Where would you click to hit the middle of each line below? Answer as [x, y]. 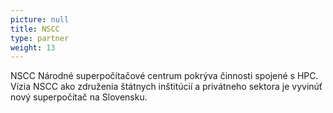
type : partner [40, 38]
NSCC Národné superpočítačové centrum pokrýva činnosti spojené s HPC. [164, 76]
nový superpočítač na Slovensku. [79, 97]
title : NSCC [35, 29]
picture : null [40, 19]
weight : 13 [33, 47]
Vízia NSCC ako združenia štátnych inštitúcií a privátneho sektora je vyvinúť [166, 87]
